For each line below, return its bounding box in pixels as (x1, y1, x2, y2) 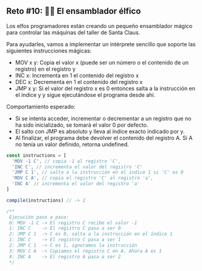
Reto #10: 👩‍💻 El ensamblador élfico (6, 6, 141, 16)
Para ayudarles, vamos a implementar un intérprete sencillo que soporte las (6, 40, 196, 48)
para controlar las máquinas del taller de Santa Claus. (6, 29, 141, 36)
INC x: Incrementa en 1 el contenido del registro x (15, 71, 139, 79)
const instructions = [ (6, 152, 67, 158)
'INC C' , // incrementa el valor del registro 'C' (12, 164, 143, 170)
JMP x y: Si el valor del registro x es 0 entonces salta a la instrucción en (15, 85, 196, 92)
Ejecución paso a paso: (9, 214, 69, 220)
